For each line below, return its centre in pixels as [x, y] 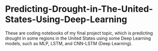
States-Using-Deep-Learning [66, 19]
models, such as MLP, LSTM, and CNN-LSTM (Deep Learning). [69, 43]
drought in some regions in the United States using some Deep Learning [78, 38]
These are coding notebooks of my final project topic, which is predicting [79, 33]
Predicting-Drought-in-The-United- [79, 9]
